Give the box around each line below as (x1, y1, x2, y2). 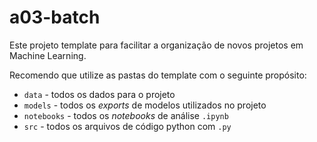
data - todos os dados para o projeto (23, 88, 176, 100)
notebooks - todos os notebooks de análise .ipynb (23, 109, 229, 121)
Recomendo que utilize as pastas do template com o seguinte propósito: (9, 69, 307, 81)
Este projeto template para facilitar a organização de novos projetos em (9, 39, 304, 51)
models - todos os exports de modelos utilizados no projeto (23, 99, 267, 111)
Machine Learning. (9, 49, 87, 61)
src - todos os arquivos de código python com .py (23, 120, 232, 132)
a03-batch (9, 6, 101, 29)
